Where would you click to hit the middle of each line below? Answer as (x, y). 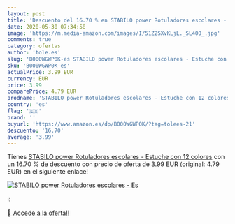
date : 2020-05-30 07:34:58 (47, 27)
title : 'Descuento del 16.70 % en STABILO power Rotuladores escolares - (117, 20)
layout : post (26, 14)
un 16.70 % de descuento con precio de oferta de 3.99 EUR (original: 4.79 (114, 164)
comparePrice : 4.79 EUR (42, 91)
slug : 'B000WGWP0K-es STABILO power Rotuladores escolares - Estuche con (117, 59)
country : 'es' (28, 105)
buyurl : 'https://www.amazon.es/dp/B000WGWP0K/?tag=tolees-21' (101, 124)
